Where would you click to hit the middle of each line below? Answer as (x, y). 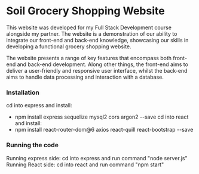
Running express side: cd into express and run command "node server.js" (97, 158)
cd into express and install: (39, 105)
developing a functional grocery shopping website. (69, 46)
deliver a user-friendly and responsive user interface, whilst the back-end (97, 70)
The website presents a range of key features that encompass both (89, 58)
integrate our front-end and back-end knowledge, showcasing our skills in (97, 40)
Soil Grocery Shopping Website (86, 11)
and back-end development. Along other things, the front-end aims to (102, 64)
